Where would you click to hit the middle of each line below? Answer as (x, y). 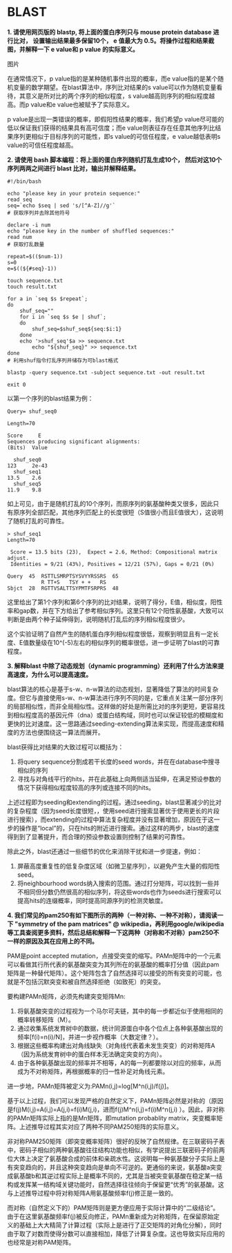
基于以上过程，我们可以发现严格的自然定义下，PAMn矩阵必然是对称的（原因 (115, 1100)
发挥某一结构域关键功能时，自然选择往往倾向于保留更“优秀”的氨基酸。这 (122, 1184)
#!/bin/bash (24, 181)
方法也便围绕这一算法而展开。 (61, 732)
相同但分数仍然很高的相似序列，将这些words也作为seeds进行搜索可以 (123, 892)
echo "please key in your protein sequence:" (74, 193)
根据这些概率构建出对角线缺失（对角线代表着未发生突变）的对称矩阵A (116, 1045)
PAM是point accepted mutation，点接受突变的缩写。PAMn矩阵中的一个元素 (114, 955)
